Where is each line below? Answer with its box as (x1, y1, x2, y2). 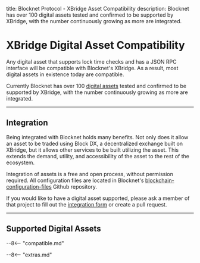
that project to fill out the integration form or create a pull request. (6, 201, 167, 208)
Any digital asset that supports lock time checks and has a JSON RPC (6, 58, 177, 65)
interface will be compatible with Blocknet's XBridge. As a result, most (6, 64, 179, 71)
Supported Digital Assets (6, 224, 101, 234)
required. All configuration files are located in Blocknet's (6, 177, 144, 184)
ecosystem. (6, 159, 35, 166)
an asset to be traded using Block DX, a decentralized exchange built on (6, 140, 183, 147)
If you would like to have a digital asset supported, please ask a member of (6, 195, 190, 202)
